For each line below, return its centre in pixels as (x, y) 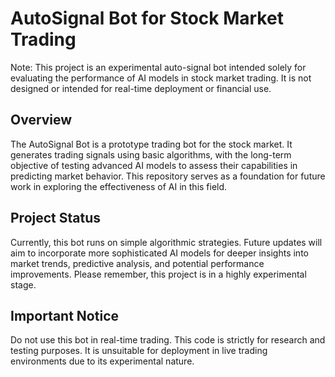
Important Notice (64, 315)
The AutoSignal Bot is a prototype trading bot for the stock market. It (151, 144)
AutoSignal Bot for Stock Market (147, 18)
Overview (41, 120)
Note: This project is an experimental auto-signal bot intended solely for (158, 67)
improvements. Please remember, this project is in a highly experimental (158, 274)
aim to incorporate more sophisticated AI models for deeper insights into (159, 253)
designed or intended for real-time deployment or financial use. (141, 88)
